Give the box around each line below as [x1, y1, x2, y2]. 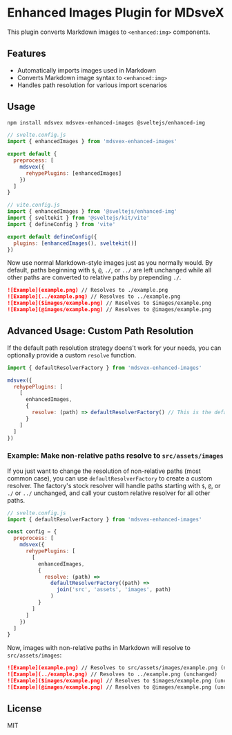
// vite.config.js [7, 202, 60, 209]
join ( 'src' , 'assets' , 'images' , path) [56, 586, 171, 593]
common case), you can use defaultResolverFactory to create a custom [7, 474, 213, 482]
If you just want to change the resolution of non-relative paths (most [7, 467, 202, 475]
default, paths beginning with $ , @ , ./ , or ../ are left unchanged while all [7, 266, 212, 275]
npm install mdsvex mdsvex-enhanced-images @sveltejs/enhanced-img [7, 119, 206, 126]
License [7, 703, 42, 715]
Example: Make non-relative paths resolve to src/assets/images [7, 451, 224, 460]
